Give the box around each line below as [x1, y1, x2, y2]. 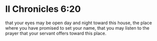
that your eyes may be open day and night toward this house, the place [5, 20, 152, 26]
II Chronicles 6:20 [5, 3, 81, 15]
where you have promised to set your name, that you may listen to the [5, 25, 149, 31]
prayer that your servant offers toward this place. [5, 30, 107, 36]
